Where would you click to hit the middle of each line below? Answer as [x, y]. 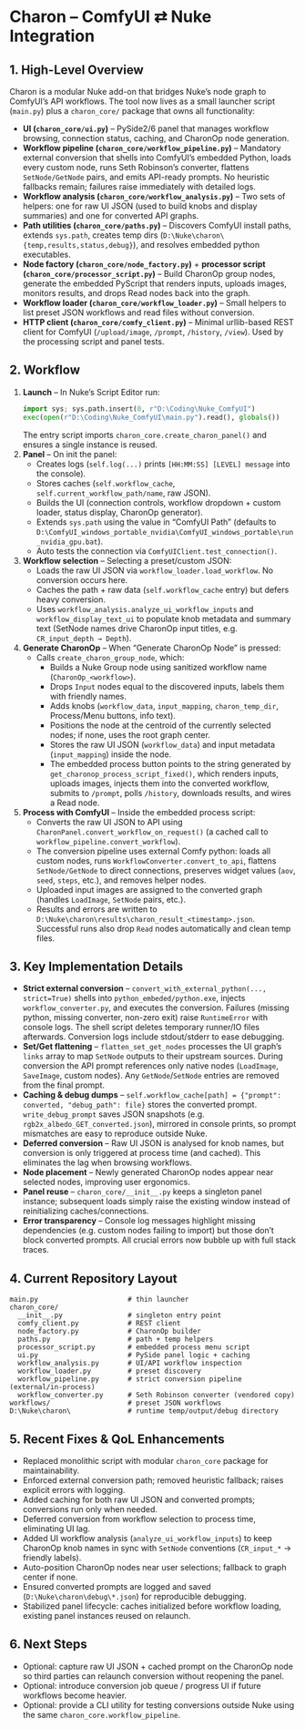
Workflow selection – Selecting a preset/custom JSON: [127, 560]
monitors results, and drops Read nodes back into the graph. [136, 293]
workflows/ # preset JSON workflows [116, 1403]
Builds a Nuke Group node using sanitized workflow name [158, 667]
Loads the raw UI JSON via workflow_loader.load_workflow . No [155, 570]
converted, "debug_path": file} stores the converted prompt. [140, 1105]
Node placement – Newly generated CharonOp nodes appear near [148, 1172]
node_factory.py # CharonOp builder [110, 1332]
